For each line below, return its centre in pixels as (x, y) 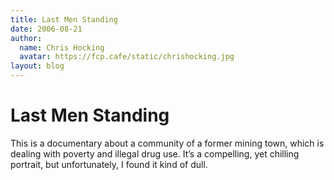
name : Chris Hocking (62, 47)
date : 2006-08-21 (46, 29)
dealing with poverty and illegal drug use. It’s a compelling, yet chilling (155, 153)
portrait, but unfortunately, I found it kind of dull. (109, 164)
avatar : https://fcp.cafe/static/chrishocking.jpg (127, 57)
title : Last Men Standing (64, 19)
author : (26, 38)
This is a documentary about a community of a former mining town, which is (167, 143)
